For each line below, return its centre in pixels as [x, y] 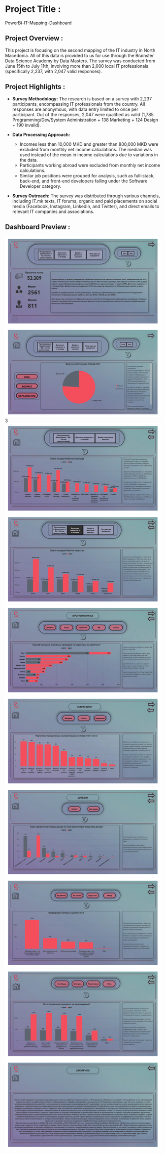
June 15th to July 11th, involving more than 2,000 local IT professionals [77, 66]
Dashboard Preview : [38, 227]
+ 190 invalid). [26, 125]
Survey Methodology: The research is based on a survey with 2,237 [82, 99]
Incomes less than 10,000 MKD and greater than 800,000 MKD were [89, 144]
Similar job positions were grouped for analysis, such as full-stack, [87, 175]
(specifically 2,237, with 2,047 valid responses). [54, 71]
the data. [29, 160]
